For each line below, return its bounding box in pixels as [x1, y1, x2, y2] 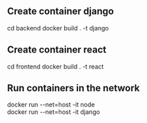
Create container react [7, 44, 107, 56]
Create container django [7, 6, 114, 17]
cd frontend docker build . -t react [7, 62, 104, 70]
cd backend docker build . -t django [7, 23, 109, 32]
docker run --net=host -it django [7, 108, 100, 116]
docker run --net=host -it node [7, 100, 95, 109]
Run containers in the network [7, 82, 140, 94]
